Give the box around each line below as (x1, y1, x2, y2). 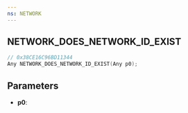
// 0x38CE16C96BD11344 (7, 54, 73, 61)
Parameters (7, 80, 59, 92)
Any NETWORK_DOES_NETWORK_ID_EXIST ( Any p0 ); (7, 60, 138, 68)
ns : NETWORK (7, 10, 42, 17)
